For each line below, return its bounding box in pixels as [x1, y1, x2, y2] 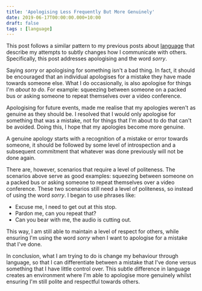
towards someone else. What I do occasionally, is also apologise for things [6, 80, 192, 87]
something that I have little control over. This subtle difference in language [6, 265, 191, 272]
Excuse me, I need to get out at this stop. [14, 203, 117, 211]
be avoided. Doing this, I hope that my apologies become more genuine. [6, 123, 185, 130]
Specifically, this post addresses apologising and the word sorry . [6, 55, 168, 62]
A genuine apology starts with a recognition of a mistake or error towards [6, 135, 188, 142]
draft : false [6, 20, 39, 26]
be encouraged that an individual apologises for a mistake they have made [6, 73, 192, 80]
